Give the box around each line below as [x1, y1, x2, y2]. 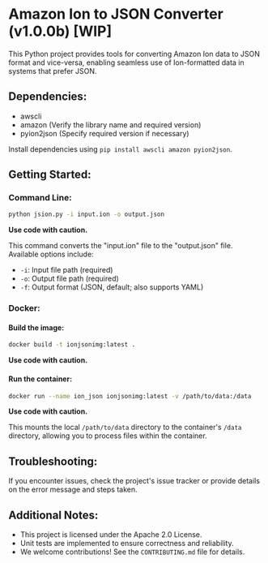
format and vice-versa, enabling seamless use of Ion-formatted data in [8, 58, 245, 67]
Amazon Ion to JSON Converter [8, 5, 224, 24]
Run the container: [8, 374, 73, 384]
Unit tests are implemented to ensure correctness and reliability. [19, 539, 234, 548]
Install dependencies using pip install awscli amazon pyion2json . [8, 144, 232, 154]
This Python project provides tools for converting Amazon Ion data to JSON [8, 49, 261, 58]
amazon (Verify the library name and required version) [19, 119, 202, 130]
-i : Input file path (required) [19, 265, 113, 275]
